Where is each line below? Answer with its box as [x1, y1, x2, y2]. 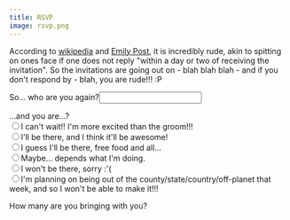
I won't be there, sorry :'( [20, 163, 113, 174]
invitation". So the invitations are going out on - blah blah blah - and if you [9, 64, 278, 75]
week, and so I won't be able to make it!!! [9, 183, 159, 193]
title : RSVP [9, 12, 53, 22]
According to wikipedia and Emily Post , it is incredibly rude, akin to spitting [9, 45, 282, 56]
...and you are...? [9, 110, 70, 121]
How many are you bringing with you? [9, 200, 148, 211]
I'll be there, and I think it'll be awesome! [20, 131, 169, 142]
